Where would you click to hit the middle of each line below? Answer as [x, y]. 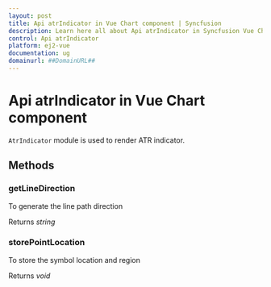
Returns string [32, 222]
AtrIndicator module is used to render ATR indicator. [97, 140]
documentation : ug [39, 53]
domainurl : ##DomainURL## [52, 61]
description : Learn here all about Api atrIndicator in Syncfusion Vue [131, 31]
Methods [31, 166]
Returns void [29, 276]
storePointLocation [47, 243]
